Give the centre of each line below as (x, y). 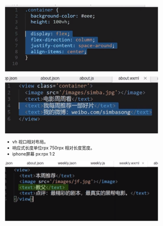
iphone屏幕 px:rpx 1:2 (33, 154)
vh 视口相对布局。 (30, 141)
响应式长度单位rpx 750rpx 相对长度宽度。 (53, 148)
